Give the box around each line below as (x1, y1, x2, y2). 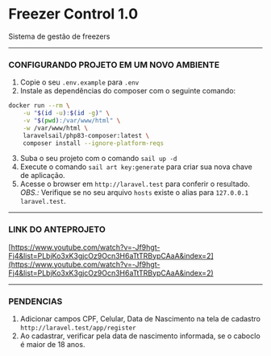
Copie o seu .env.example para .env (19, 77, 140, 87)
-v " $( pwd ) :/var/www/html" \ (23, 116, 121, 125)
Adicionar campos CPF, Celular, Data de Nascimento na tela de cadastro (19, 314, 261, 324)
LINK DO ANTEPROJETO (8, 224, 106, 235)
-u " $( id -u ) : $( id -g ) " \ (23, 110, 110, 118)
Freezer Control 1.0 (8, 5, 139, 23)
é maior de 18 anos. (19, 340, 85, 350)
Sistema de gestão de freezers (8, 31, 110, 41)
